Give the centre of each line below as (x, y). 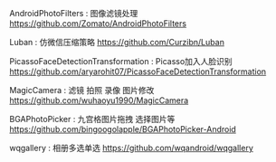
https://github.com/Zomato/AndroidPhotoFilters (98, 24)
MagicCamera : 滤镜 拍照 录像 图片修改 (82, 90)
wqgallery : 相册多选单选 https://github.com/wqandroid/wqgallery (131, 148)
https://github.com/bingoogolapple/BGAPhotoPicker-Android (123, 129)
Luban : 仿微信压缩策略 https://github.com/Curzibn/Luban (117, 42)
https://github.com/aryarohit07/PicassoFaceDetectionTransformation (138, 71)
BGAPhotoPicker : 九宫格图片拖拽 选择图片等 (92, 119)
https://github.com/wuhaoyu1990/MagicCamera (99, 100)
